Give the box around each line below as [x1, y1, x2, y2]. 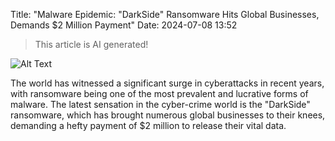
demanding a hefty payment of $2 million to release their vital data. [10, 120, 287, 131]
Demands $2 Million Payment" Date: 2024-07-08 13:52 [10, 19, 238, 31]
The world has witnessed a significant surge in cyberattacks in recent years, [10, 77, 325, 89]
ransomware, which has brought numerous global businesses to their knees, [10, 109, 326, 121]
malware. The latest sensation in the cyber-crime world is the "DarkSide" [10, 99, 311, 110]
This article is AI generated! [34, 39, 149, 50]
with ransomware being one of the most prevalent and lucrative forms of [10, 88, 309, 99]
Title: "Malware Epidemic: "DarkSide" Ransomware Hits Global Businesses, [10, 9, 320, 20]
